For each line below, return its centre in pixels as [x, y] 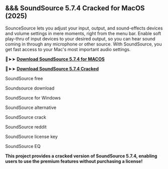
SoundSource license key [32, 136]
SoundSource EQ [23, 146]
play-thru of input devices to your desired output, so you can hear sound [80, 38]
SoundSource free [24, 78]
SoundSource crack [26, 117]
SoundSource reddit [26, 126]
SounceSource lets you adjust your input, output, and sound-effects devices [84, 28]
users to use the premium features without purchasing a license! [74, 161]
